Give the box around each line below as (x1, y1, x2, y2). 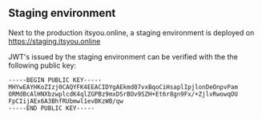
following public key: (8, 60, 77, 70)
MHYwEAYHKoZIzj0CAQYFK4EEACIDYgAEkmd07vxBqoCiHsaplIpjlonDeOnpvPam (8, 83, 239, 91)
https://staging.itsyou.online (8, 36, 101, 46)
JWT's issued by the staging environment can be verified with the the (8, 51, 238, 61)
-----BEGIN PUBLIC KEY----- (8, 76, 103, 84)
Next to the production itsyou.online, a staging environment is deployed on (8, 27, 255, 37)
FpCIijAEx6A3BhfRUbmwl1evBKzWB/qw (8, 96, 124, 105)
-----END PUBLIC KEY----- (8, 104, 95, 112)
